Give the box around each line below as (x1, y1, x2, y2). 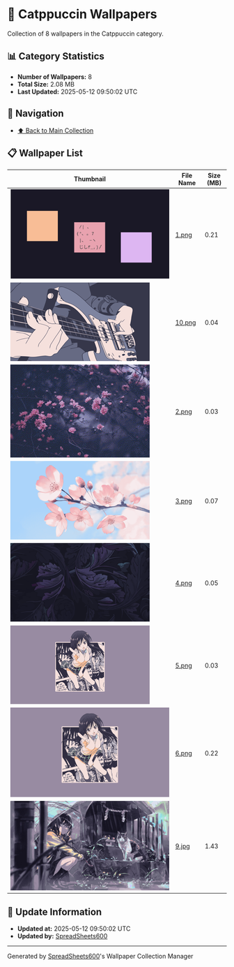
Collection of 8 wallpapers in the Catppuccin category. (7, 29, 164, 38)
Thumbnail (74, 175, 106, 184)
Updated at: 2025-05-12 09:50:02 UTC (17, 924, 131, 933)
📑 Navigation (7, 108, 64, 119)
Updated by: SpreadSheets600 (17, 932, 108, 940)
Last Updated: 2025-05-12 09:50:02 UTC (17, 87, 138, 96)
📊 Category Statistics (7, 50, 104, 62)
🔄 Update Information (7, 906, 102, 917)
